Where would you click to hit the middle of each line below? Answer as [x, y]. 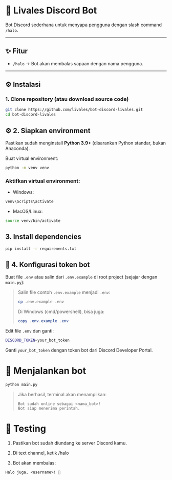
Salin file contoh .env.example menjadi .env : [64, 292]
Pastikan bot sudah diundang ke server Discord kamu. [70, 443]
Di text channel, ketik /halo [41, 453]
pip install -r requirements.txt [41, 249]
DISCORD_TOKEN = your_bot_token [38, 340]
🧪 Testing [26, 429]
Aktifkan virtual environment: [43, 181]
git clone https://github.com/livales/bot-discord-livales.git [74, 110]
